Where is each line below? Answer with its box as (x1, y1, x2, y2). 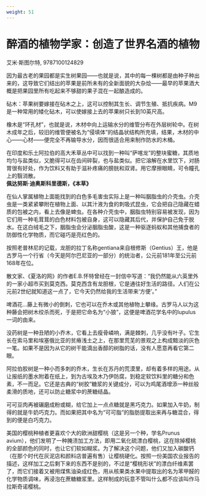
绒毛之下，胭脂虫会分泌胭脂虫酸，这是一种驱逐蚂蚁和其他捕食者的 (32, 223, 200, 230)
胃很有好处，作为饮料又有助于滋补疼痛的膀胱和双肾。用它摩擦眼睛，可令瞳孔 (6, 164, 200, 171)
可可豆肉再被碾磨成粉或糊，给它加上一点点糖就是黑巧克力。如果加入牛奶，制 (6, 400, 200, 408)
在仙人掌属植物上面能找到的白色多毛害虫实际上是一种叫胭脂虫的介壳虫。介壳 (6, 192, 200, 200)
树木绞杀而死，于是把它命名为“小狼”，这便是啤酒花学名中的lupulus (27, 308, 196, 315)
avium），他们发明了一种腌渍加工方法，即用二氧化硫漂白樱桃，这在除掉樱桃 (6, 437, 196, 444)
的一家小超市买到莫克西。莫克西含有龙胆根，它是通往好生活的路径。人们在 (6, 280, 194, 287)
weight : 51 (6, 9, 34, 15)
